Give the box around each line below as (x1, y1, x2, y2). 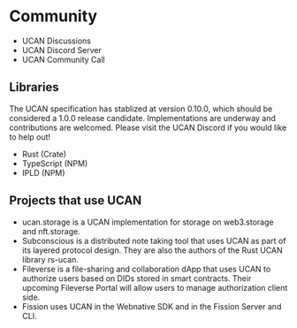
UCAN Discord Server (21, 44, 102, 55)
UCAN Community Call (21, 54, 105, 65)
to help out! (9, 131, 51, 142)
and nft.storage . (21, 225, 81, 236)
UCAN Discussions (21, 35, 91, 46)
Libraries (9, 80, 59, 95)
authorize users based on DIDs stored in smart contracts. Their (21, 272, 252, 284)
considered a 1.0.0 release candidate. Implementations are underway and (9, 112, 277, 123)
